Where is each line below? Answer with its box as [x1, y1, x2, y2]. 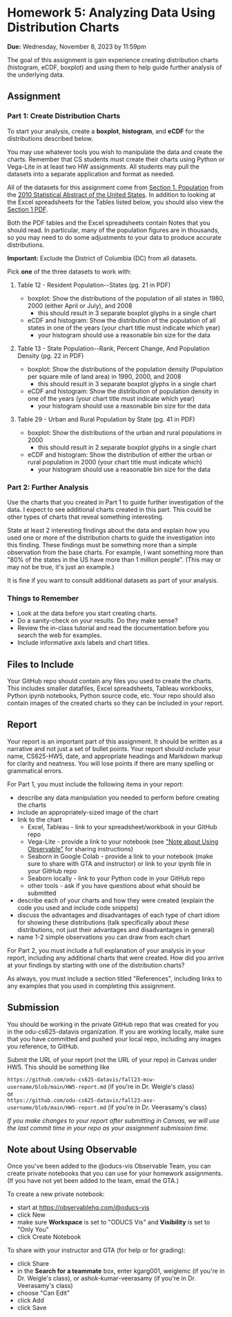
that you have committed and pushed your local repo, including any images [7, 1034, 222, 1043]
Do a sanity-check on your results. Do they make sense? [17, 616, 178, 625]
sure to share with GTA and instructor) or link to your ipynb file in [27, 859, 212, 868]
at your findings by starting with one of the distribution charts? [7, 960, 185, 969]
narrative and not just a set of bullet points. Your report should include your [7, 744, 221, 752]
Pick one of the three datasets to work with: [7, 267, 132, 276]
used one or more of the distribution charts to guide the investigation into [7, 533, 215, 542]
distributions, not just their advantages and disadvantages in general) [17, 925, 215, 934]
